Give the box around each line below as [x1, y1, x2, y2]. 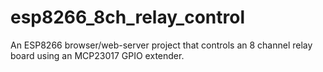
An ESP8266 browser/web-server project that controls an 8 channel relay [10, 39, 313, 51]
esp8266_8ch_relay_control [10, 6, 245, 29]
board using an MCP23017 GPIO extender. [10, 49, 185, 61]
